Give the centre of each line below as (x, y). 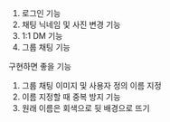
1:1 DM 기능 (42, 36)
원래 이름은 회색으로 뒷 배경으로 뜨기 (85, 108)
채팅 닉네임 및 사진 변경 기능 (71, 24)
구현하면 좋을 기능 (40, 66)
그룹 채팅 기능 (46, 47)
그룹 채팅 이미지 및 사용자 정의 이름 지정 (91, 85)
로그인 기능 (41, 13)
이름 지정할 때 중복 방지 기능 (71, 97)
